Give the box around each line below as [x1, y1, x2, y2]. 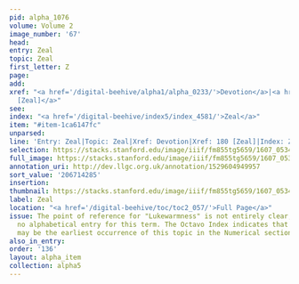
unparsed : [9, 129, 46, 138]
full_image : [9, 153, 53, 163]
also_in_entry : [9, 237, 66, 246]
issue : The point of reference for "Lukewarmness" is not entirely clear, [9, 211, 293, 221]
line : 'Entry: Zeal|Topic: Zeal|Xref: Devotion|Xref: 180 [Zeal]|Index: [9, 137, 285, 146]
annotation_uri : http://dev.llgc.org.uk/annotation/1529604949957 [9, 162, 261, 171]
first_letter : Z [9, 63, 69, 72]
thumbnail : [9, 187, 50, 196]
